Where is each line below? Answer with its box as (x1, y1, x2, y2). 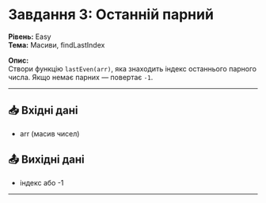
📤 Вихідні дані (8, 153, 85, 167)
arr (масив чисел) (19, 128, 80, 138)
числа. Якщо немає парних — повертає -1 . (8, 72, 154, 82)
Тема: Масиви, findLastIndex (8, 40, 105, 49)
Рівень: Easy (8, 32, 51, 41)
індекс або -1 (19, 178, 64, 187)
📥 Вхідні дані (8, 104, 78, 117)
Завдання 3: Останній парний (8, 6, 214, 24)
